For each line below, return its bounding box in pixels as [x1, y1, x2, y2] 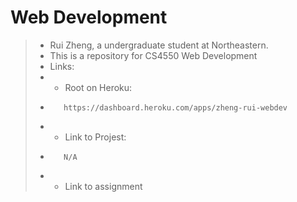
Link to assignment [64, 180, 143, 192]
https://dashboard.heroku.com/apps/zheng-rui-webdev [63, 102, 288, 113]
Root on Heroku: [64, 81, 133, 93]
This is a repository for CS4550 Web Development [49, 49, 258, 61]
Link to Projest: [64, 131, 127, 143]
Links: [49, 60, 75, 72]
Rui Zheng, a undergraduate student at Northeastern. [49, 39, 269, 51]
